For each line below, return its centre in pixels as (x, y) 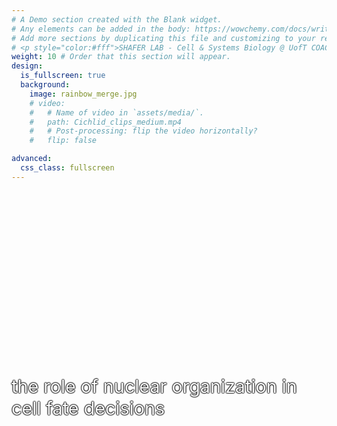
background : (45, 85)
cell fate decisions (88, 408)
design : (27, 66)
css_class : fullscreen (67, 168)
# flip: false (63, 141)
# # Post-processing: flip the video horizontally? (143, 131)
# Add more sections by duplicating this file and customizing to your (163, 38)
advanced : (32, 159)
